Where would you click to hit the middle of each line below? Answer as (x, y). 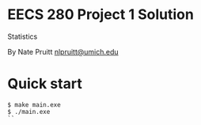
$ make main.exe (34, 104)
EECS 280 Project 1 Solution (101, 15)
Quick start (45, 84)
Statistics (23, 36)
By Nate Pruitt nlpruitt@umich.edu (63, 51)
